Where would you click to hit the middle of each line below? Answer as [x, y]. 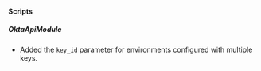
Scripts [21, 11]
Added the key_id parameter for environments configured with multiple [136, 49]
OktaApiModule [35, 30]
